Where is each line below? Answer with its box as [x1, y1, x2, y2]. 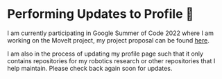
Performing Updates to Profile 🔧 [7, 6, 194, 22]
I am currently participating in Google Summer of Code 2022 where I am [7, 29, 214, 37]
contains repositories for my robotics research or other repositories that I [7, 56, 216, 65]
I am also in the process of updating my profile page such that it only [7, 49, 203, 58]
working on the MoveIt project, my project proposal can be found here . [7, 36, 210, 44]
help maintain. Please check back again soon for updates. [7, 64, 173, 72]
